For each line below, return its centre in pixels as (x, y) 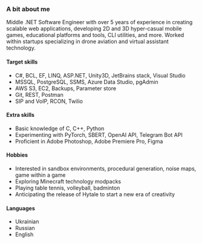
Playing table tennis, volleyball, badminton (67, 188)
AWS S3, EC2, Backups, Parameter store (66, 88)
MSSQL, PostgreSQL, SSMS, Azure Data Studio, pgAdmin (86, 82)
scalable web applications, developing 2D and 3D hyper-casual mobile (94, 28)
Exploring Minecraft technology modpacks (68, 181)
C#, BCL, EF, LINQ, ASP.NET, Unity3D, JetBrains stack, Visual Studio (100, 75)
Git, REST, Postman (39, 94)
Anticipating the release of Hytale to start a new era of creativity (95, 194)
